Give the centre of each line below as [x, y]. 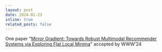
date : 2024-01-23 [24, 15]
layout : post [19, 10]
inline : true [19, 19]
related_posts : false [28, 24]
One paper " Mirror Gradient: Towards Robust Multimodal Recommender [81, 39]
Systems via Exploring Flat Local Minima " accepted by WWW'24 [74, 44]
